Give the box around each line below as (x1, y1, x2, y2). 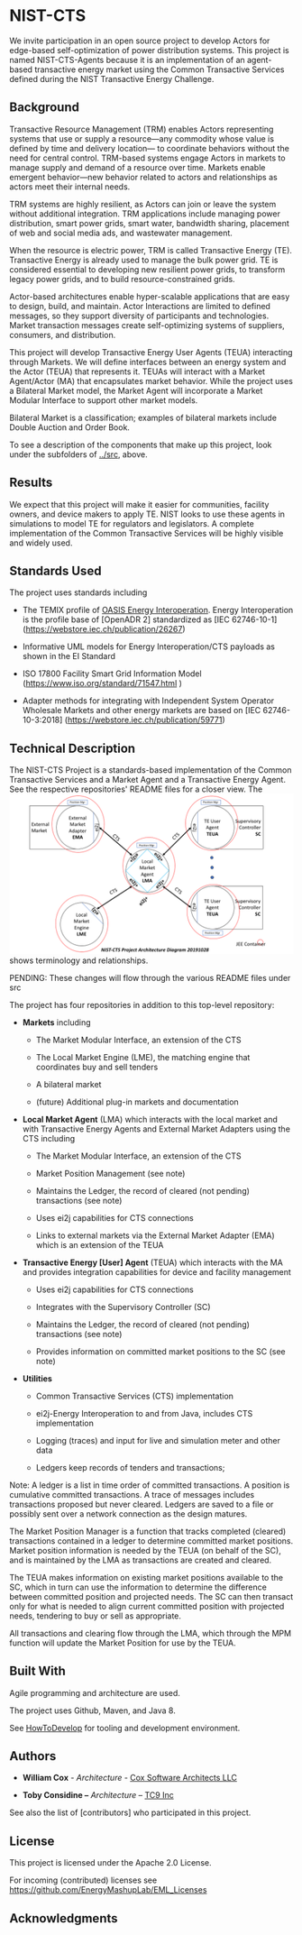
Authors (9, 1748, 57, 1764)
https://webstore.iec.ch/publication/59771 (67, 714, 223, 726)
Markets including (22, 1016, 91, 1028)
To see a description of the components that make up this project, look (9, 439, 272, 450)
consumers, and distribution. (9, 329, 116, 340)
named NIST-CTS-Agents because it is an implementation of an (9, 54, 245, 65)
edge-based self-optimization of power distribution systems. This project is (9, 44, 290, 55)
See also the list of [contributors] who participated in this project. (9, 1807, 252, 1818)
